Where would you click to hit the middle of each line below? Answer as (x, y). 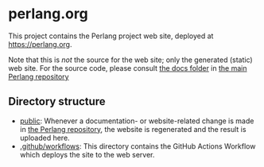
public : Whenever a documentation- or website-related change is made (137, 121)
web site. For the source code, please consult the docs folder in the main (128, 68)
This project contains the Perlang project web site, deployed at (111, 36)
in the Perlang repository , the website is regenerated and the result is (133, 129)
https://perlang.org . (40, 44)
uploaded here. (45, 138)
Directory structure (57, 101)
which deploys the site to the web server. (87, 154)
